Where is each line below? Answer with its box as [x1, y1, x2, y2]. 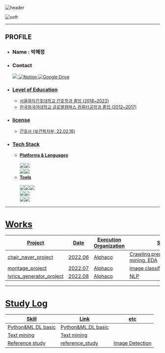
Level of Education [12, 86, 58, 93]
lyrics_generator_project [7, 273, 64, 280]
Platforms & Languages [19, 152, 69, 158]
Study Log [5, 298, 48, 309]
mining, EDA [129, 257, 158, 264]
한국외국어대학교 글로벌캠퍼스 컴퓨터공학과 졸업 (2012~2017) [19, 104, 137, 110]
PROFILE [5, 33, 32, 41]
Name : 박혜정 [12, 49, 45, 55]
